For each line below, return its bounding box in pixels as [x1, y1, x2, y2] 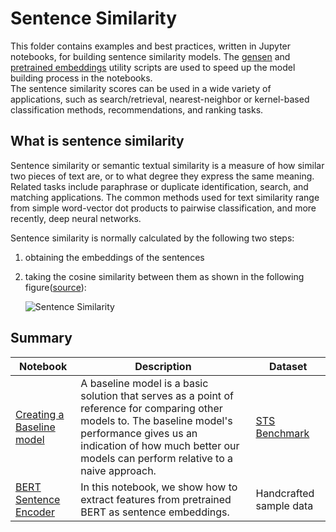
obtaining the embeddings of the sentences [24, 251, 205, 263]
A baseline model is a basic [80, 376, 209, 390]
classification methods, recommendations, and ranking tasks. [10, 103, 264, 116]
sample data [255, 498, 314, 512]
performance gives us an [80, 426, 198, 440]
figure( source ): [24, 281, 87, 293]
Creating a [15, 407, 65, 421]
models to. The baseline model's [80, 413, 233, 427]
